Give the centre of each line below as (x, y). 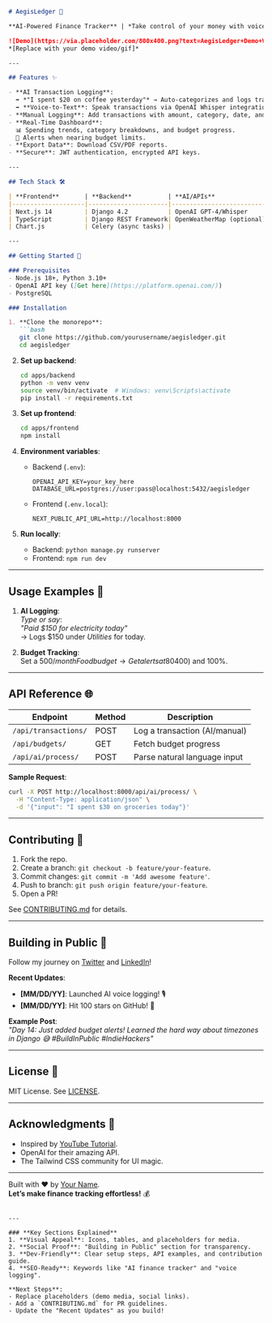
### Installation (38, 308)
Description (190, 717)
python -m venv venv (55, 383)
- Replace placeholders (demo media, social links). (99, 1296)
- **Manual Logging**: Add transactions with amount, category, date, (130, 115)
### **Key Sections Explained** (63, 1232)
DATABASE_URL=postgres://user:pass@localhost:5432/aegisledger (141, 489)
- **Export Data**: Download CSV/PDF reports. (88, 145)
